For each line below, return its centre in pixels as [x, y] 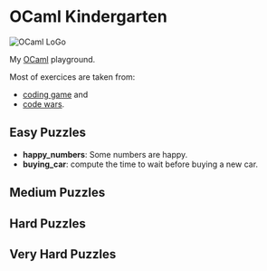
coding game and [55, 94]
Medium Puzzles [57, 193]
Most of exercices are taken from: [72, 77]
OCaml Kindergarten [88, 17]
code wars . [43, 104]
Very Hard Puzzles [63, 254]
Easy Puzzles [48, 133]
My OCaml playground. [52, 59]
